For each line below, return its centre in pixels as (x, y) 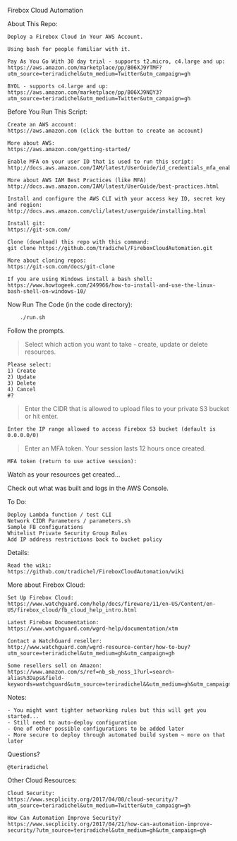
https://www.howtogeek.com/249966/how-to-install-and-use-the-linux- (112, 285)
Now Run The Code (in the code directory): (70, 304)
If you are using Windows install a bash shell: (80, 279)
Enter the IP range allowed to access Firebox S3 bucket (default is (112, 429)
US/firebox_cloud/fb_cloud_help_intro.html (72, 610)
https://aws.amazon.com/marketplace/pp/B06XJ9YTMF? (85, 68)
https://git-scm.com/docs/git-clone (61, 267)
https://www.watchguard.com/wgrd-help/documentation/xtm (93, 628)
